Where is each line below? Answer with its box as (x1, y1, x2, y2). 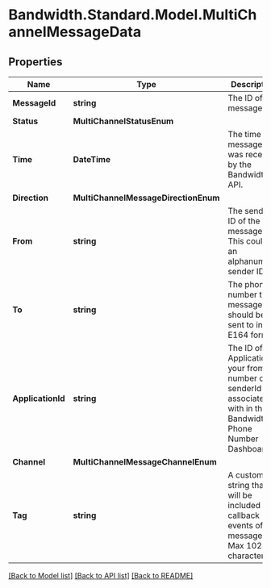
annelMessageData (8, 23, 142, 41)
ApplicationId (12, 393, 66, 404)
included (227, 500, 261, 511)
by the (227, 159, 252, 170)
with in (227, 403, 253, 414)
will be (227, 490, 252, 501)
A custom (227, 469, 265, 481)
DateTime (73, 154, 111, 165)
